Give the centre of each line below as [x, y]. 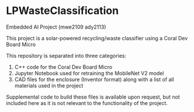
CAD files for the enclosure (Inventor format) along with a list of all [94, 79]
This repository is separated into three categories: [66, 55]
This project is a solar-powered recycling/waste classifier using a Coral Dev [97, 38]
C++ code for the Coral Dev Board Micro [63, 67]
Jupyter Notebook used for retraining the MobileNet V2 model [89, 73]
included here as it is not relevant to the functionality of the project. [87, 103]
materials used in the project [49, 85]
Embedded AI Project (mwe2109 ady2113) [56, 27]
